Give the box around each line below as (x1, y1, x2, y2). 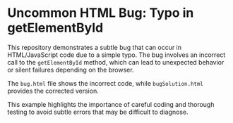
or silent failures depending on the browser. (7, 65, 134, 74)
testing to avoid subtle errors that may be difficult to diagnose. (7, 108, 189, 116)
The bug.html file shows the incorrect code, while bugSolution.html (7, 79, 203, 87)
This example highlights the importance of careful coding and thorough (7, 100, 215, 108)
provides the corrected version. (7, 86, 99, 95)
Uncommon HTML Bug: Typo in (7, 5, 194, 21)
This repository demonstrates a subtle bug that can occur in (7, 43, 182, 51)
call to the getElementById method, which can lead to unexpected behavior (7, 58, 225, 66)
